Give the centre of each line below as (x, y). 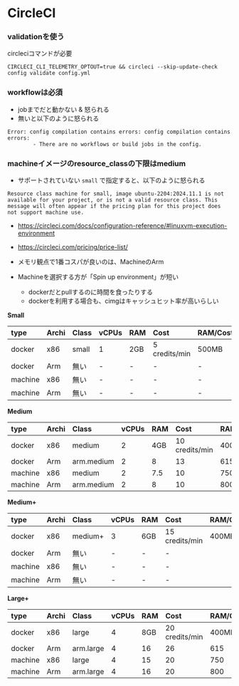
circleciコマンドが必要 (40, 53)
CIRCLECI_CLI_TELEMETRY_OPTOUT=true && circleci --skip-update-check (113, 67)
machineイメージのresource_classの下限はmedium (97, 163)
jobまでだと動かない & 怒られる (64, 109)
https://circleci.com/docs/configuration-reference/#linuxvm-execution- (122, 226)
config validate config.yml (49, 73)
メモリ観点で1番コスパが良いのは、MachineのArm (91, 262)
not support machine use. (46, 213)
